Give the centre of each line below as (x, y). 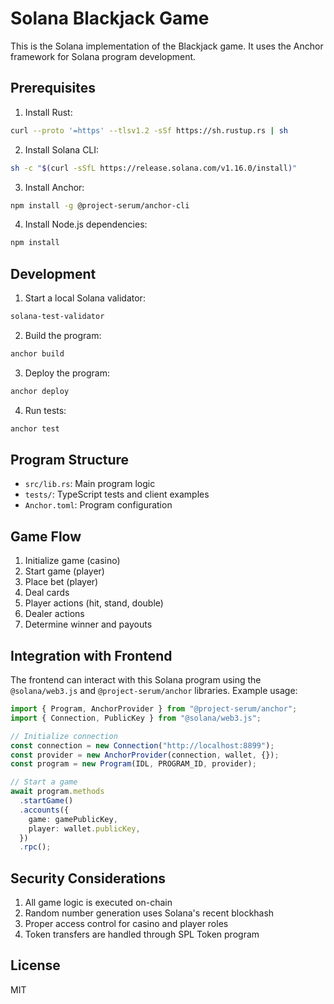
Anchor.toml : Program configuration (98, 505)
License (35, 965)
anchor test (35, 428)
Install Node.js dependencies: (86, 224)
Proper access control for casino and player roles (126, 924)
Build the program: (63, 335)
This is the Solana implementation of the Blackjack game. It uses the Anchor (167, 46)
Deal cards (47, 593)
